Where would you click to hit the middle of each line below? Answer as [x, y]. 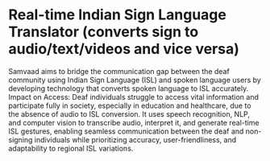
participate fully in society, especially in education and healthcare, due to [130, 105]
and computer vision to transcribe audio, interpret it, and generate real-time [134, 122]
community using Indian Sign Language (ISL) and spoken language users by [135, 80]
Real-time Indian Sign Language [118, 15]
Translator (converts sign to [104, 32]
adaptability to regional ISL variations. [71, 148]
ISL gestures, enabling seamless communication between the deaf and [126, 131]
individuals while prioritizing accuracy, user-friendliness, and [135, 139]
